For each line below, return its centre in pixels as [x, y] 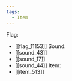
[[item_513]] [29, 71]
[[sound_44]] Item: [38, 65]
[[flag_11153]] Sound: [40, 46]
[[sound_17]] [30, 59]
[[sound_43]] [31, 52]
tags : [13, 12]
